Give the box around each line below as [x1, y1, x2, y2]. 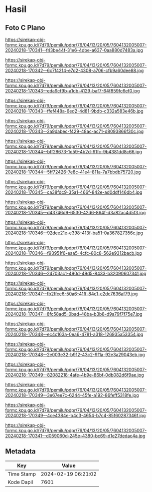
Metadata [5, 447, 36, 456]
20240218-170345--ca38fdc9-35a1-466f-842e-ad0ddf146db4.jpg [5, 189, 143, 195]
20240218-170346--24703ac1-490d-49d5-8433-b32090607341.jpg [5, 271, 147, 276]
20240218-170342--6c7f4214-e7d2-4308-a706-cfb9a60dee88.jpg [5, 67, 144, 73]
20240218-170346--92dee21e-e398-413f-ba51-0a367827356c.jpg [5, 230, 144, 236]
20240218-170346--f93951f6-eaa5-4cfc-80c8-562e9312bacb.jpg [5, 250, 142, 256]
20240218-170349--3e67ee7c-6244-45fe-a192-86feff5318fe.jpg [5, 392, 139, 398]
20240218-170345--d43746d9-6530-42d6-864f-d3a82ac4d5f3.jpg [5, 210, 146, 215]
